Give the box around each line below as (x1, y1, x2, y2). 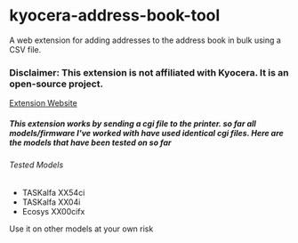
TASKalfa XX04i (21, 197, 81, 207)
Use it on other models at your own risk (9, 223, 154, 234)
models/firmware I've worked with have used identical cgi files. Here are (9, 127, 285, 138)
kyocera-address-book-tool (9, 5, 221, 26)
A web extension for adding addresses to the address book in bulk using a (9, 35, 282, 45)
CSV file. (9, 44, 42, 54)
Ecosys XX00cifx (21, 206, 85, 216)
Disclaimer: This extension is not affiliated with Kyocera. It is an (9, 66, 289, 78)
